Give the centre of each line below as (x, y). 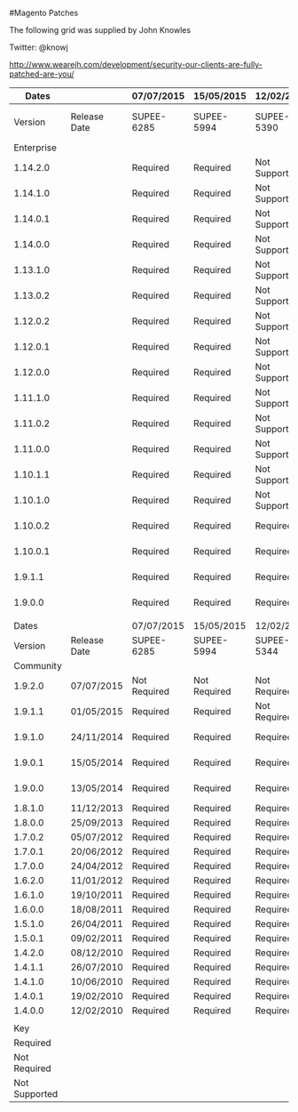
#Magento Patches (44, 13)
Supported (36, 1094)
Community (38, 666)
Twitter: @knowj (39, 47)
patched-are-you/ (42, 74)
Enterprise (35, 148)
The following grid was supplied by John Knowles (100, 30)
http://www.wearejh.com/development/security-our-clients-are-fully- (136, 64)
